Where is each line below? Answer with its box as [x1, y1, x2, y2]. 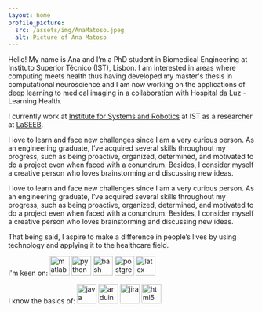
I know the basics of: [8, 296, 76, 306]
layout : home [8, 11, 51, 20]
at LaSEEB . [8, 120, 44, 129]
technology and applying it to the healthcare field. [8, 241, 169, 250]
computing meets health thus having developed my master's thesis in [8, 71, 233, 81]
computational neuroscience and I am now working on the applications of [8, 80, 246, 89]
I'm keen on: [8, 268, 49, 278]
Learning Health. [8, 96, 63, 106]
